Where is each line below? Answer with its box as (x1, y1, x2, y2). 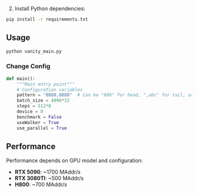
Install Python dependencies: (14, 5, 85, 12)
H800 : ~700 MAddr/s (14, 181, 68, 188)
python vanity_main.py (6, 48, 62, 54)
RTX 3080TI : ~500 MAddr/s (14, 175, 84, 182)
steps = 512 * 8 (16, 103, 51, 109)
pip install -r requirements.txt (6, 17, 88, 22)
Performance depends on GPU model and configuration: (6, 157, 143, 164)
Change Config (6, 62, 51, 70)
